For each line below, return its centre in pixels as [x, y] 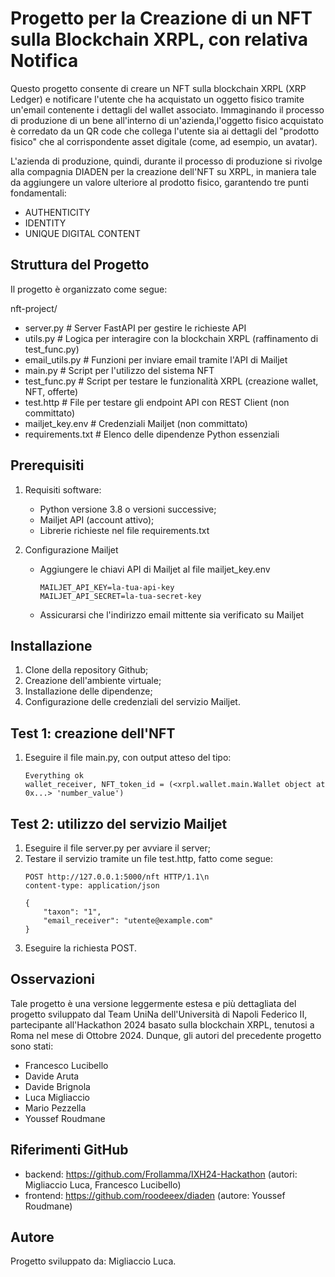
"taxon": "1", [72, 912]
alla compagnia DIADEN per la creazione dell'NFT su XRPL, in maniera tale [163, 171]
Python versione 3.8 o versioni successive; [128, 509]
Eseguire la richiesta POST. [80, 948]
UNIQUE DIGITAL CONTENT [82, 233]
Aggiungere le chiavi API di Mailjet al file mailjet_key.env [155, 569]
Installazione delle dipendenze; [88, 691]
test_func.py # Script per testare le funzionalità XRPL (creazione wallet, [171, 381]
